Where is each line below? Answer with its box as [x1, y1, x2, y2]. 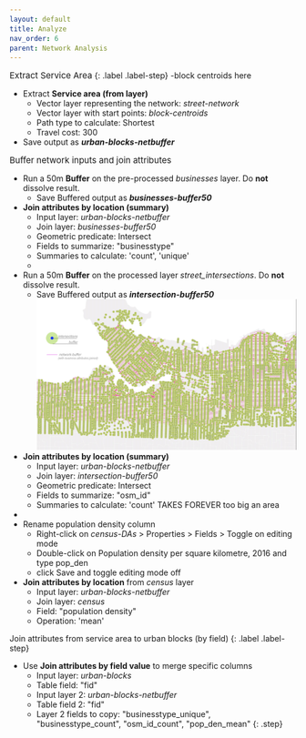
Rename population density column [22, 519, 156, 530]
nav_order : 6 [9, 34, 59, 43]
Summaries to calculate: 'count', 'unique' [36, 250, 189, 261]
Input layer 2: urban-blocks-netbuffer [36, 690, 178, 701]
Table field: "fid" [36, 680, 98, 691]
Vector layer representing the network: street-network [36, 98, 240, 109]
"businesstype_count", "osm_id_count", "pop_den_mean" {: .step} [36, 719, 283, 730]
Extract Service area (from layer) [22, 88, 148, 99]
